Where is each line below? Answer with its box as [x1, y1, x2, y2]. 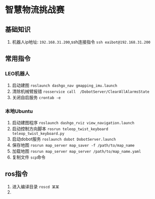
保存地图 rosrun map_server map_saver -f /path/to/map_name [12, 142, 135, 148]
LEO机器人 [5, 70, 30, 77]
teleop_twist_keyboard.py [12, 131, 64, 136]
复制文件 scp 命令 [12, 154, 46, 160]
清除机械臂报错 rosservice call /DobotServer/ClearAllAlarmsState [12, 88, 150, 94]
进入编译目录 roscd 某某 [12, 183, 60, 189]
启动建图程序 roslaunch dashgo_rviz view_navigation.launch [12, 119, 135, 125]
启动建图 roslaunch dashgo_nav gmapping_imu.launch [12, 82, 118, 88]
